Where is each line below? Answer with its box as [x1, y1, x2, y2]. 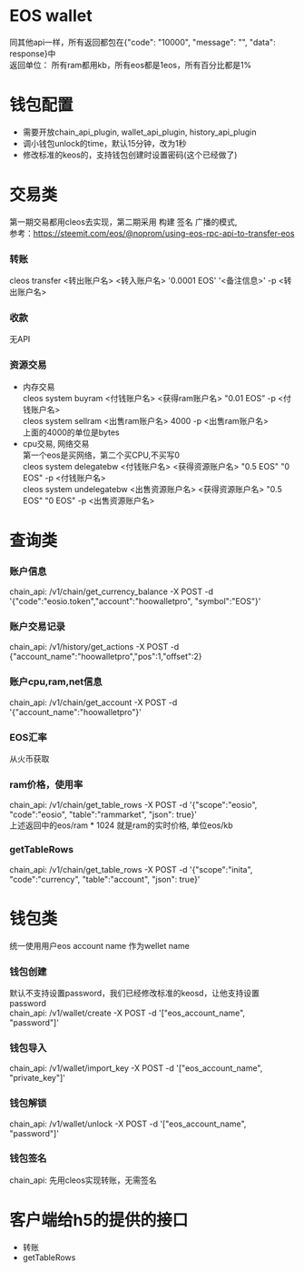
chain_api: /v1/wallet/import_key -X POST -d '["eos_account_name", [9, 1063, 263, 1074]
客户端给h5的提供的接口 [9, 1209, 189, 1230]
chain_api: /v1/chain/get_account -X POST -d [9, 697, 178, 708]
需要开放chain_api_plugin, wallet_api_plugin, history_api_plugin [22, 126, 257, 137]
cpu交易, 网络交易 [22, 438, 90, 449]
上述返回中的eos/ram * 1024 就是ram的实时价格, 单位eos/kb [9, 820, 233, 831]
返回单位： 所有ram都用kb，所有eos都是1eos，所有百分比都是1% [9, 59, 252, 70]
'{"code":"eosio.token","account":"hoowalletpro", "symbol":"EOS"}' [9, 596, 261, 607]
